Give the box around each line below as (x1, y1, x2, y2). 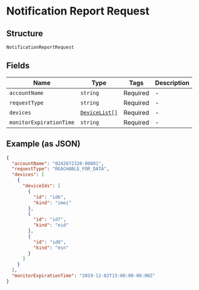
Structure (6, 28, 44, 39)
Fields (6, 60, 30, 71)
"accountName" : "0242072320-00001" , (11, 160, 104, 167)
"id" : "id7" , (33, 216, 67, 223)
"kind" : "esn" (33, 245, 69, 251)
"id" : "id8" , (33, 239, 67, 245)
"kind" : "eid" (33, 222, 69, 228)
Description (155, 79, 189, 87)
